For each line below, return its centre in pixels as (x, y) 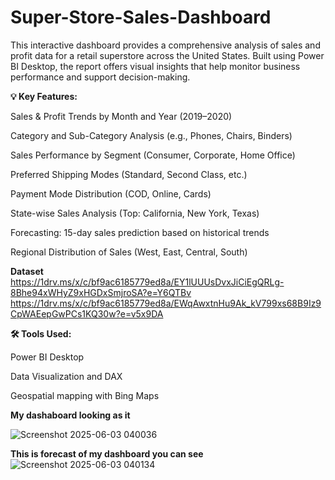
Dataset (27, 271)
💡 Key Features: (44, 96)
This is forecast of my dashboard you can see (107, 453)
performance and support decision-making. (100, 77)
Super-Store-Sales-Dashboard (141, 17)
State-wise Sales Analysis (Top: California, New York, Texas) (135, 213)
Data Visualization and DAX (66, 376)
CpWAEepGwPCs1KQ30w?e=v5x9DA (87, 313)
